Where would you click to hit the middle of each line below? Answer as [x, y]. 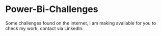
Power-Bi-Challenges [52, 9]
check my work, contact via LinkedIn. [45, 28]
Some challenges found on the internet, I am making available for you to [81, 23]
